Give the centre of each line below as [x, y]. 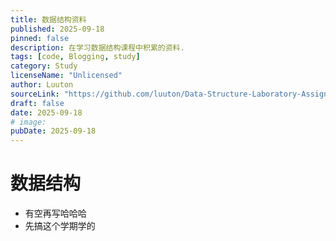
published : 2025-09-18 [57, 29]
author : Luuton [42, 85]
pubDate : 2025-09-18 [53, 131]
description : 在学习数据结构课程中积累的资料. [97, 47]
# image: [28, 122]
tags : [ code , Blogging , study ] [75, 57]
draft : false [37, 103]
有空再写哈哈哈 [55, 213]
